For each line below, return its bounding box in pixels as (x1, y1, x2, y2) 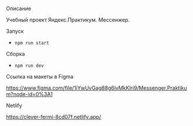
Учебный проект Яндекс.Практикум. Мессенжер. (6, 16, 130, 23)
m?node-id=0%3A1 (6, 91, 53, 97)
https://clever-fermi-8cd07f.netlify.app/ (6, 114, 101, 120)
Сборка (6, 50, 25, 57)
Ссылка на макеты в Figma (6, 73, 74, 80)
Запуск (6, 28, 24, 35)
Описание (6, 5, 31, 12)
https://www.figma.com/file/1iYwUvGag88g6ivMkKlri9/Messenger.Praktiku (6, 84, 187, 91)
